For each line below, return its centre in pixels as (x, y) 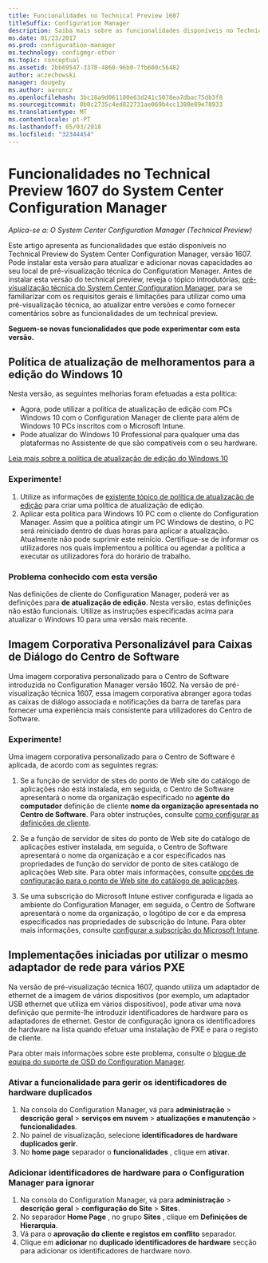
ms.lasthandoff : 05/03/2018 (55, 127)
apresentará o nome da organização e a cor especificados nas (122, 855)
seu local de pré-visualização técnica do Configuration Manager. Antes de (130, 270)
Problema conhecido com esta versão (83, 577)
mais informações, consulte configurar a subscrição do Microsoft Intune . (140, 930)
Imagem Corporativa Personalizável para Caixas (130, 644)
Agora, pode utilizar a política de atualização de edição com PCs (126, 409)
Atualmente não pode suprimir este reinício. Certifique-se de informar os (139, 539)
